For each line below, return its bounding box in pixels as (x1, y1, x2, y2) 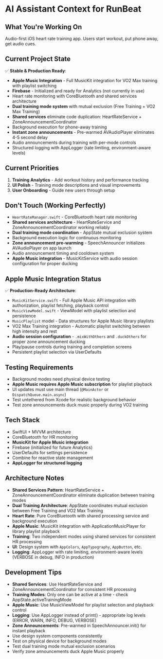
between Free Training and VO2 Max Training (12, 507, 103, 514)
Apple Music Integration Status (5, 275, 102, 283)
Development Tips (5, 568, 62, 577)
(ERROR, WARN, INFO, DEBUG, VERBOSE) (12, 617, 96, 623)
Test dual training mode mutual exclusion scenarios (12, 643, 115, 649)
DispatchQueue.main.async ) (12, 392, 67, 397)
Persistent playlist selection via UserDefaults (12, 349, 102, 355)
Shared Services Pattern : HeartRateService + (12, 487, 105, 493)
